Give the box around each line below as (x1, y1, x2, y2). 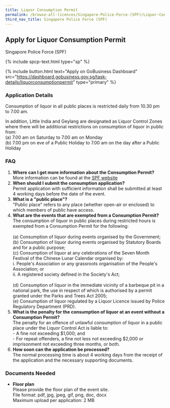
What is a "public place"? (12, 196, 67, 202)
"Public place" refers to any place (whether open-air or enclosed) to (12, 201, 155, 208)
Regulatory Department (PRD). (12, 303, 76, 310)
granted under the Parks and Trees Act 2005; (12, 292, 108, 298)
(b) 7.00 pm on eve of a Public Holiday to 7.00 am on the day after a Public (5, 140, 160, 146)
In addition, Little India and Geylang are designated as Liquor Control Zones (5, 118, 163, 124)
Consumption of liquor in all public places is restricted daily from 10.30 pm (5, 103, 160, 109)
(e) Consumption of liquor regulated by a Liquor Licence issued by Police (12, 298, 165, 304)
